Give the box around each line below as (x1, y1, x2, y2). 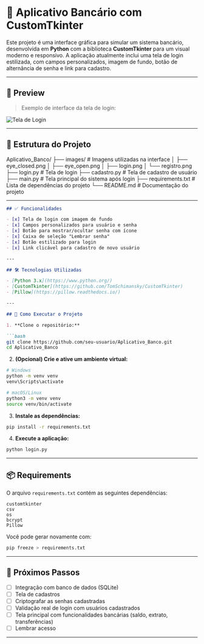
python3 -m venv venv (6, 395, 61, 401)
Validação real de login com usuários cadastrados (15, 604, 141, 612)
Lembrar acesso (15, 624, 56, 632)
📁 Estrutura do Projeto (6, 140, 91, 150)
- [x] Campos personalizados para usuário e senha (6, 222, 137, 228)
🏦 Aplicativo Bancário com (6, 5, 142, 20)
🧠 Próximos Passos (6, 567, 80, 578)
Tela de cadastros (15, 590, 60, 598)
